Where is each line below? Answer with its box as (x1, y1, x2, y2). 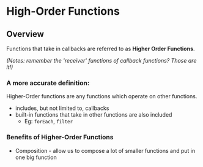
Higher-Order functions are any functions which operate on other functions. (6, 93, 197, 100)
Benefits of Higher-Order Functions (6, 133, 114, 142)
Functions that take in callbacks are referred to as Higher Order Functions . (6, 45, 195, 52)
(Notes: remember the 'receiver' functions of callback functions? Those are (6, 57, 197, 64)
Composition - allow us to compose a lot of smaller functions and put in (15, 147, 196, 154)
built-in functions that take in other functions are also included (15, 111, 172, 118)
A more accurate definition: (6, 79, 90, 87)
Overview (6, 29, 45, 39)
